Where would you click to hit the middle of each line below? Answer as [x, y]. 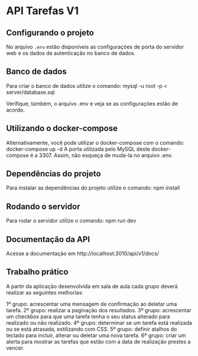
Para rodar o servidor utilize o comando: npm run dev [71, 221]
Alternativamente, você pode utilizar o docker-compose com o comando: [95, 142]
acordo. [16, 110]
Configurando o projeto [50, 33]
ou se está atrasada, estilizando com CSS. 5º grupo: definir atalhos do [92, 329]
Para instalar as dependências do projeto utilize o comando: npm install [93, 188]
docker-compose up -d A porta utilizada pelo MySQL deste [78, 149]
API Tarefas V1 [42, 11]
